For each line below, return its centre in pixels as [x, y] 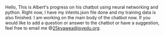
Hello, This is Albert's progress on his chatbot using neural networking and [82, 7]
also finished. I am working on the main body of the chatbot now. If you [78, 18]
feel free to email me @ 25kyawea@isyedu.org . [53, 28]
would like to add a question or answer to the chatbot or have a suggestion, [82, 23]
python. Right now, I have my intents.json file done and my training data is [81, 12]
